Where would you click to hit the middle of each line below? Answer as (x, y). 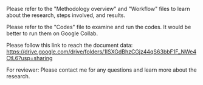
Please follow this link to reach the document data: (70, 45)
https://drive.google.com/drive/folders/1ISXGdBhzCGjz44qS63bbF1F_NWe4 (101, 52)
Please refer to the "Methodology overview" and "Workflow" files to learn (98, 9)
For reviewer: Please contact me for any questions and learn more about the (101, 70)
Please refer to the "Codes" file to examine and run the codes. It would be (99, 27)
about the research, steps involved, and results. (66, 15)
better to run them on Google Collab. (52, 33)
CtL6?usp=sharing (29, 58)
